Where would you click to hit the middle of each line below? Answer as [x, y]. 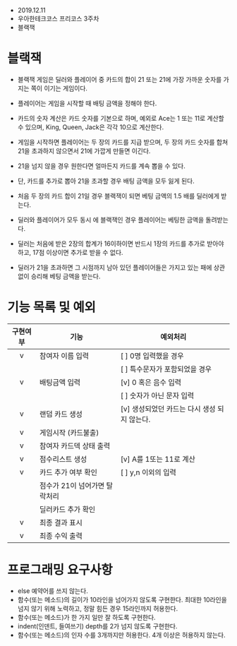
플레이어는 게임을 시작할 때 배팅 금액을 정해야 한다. [87, 103]
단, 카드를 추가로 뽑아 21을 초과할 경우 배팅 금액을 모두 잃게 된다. [106, 181]
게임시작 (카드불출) [69, 432]
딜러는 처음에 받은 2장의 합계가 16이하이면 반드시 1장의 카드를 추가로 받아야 [121, 244]
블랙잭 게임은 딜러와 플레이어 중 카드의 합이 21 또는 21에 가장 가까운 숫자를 [120, 79]
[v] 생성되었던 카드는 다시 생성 [168, 409]
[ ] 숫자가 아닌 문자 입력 [157, 395]
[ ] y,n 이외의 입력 [148, 472]
